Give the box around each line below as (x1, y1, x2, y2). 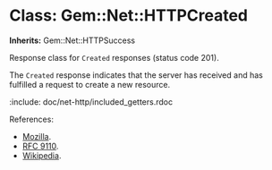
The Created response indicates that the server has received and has (9, 69, 264, 81)
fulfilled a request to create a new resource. (9, 79, 171, 89)
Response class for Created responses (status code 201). (9, 52, 219, 63)
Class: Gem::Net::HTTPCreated (9, 5, 249, 26)
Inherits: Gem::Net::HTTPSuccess (9, 35, 136, 46)
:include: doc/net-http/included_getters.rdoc (9, 96, 173, 107)
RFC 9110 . (21, 140, 59, 151)
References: (9, 114, 54, 124)
